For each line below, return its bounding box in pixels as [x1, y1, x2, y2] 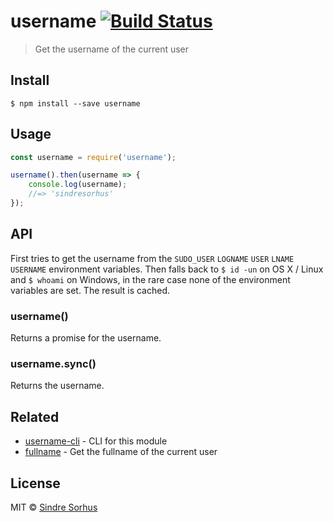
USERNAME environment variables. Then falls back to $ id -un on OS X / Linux [10, 263, 324, 275]
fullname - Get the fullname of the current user [24, 446, 218, 458]
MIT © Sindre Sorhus [10, 501, 98, 513]
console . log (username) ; [28, 180, 128, 190]
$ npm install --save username [10, 98, 141, 109]
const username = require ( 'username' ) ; [10, 152, 177, 162]
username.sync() [10, 356, 97, 370]
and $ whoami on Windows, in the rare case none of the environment [10, 273, 291, 285]
